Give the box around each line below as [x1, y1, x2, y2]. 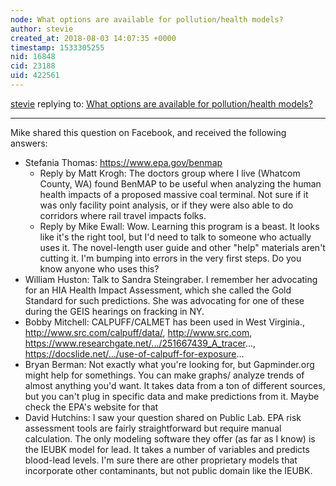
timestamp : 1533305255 [10, 42, 105, 53]
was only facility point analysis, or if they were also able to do [39, 199, 294, 211]
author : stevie [10, 24, 74, 34]
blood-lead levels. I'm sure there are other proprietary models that [24, 454, 298, 466]
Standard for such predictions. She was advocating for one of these [24, 294, 305, 306]
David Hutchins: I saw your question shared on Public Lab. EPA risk [24, 411, 302, 423]
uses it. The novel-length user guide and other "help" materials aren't [39, 241, 326, 253]
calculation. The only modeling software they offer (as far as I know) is [24, 432, 316, 445]
